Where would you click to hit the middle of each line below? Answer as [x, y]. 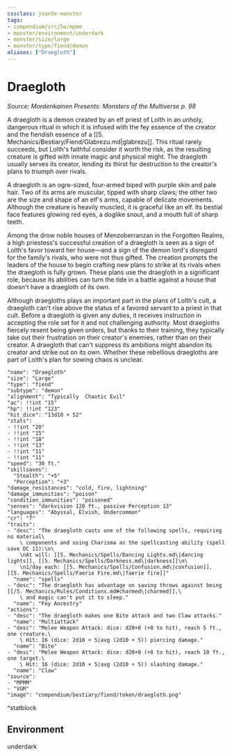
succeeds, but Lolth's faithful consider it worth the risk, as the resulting [109, 149]
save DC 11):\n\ [31, 549]
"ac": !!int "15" [32, 403]
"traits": [22, 524]
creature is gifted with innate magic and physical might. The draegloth [107, 156]
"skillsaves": [28, 469]
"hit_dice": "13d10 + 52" [44, 415]
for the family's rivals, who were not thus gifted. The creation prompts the [113, 257]
